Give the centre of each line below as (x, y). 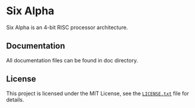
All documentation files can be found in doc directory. (72, 60)
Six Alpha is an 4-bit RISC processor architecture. (67, 27)
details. (15, 100)
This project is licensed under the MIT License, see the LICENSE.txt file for (97, 93)
